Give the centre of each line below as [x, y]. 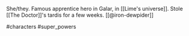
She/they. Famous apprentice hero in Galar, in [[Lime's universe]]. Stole [95, 9]
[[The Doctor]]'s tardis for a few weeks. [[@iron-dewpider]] [80, 15]
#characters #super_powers [41, 27]
